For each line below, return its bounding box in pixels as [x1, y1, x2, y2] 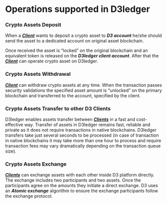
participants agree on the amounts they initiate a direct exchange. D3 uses [5, 183, 158, 189]
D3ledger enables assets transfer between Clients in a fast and [5, 116, 136, 123]
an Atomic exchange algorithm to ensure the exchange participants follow [5, 188, 159, 194]
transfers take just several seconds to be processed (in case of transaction [5, 132, 159, 138]
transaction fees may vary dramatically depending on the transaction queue [5, 143, 161, 149]
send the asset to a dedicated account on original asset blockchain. [5, 38, 144, 44]
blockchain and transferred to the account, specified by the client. [5, 92, 141, 98]
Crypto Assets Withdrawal [5, 71, 71, 78]
